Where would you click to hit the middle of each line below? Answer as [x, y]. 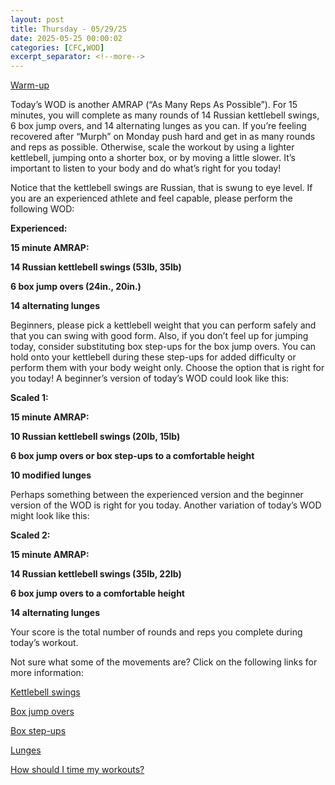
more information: [47, 673]
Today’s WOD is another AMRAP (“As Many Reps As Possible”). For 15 [154, 105]
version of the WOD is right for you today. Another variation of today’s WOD [166, 505]
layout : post [37, 19]
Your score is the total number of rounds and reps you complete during [156, 632]
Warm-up [30, 85]
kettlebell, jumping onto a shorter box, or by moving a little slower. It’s [153, 158]
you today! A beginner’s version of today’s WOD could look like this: [150, 378]
